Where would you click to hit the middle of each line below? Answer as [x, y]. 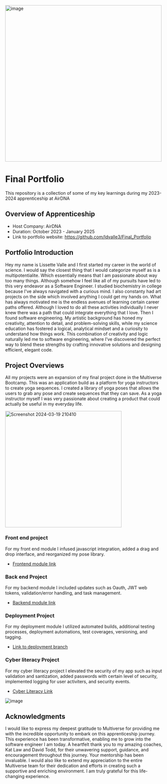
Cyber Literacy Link [32, 691]
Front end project [27, 538]
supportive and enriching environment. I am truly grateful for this [72, 771]
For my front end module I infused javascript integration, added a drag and [82, 549]
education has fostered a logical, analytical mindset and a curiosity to [77, 328]
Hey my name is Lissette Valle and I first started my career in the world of [81, 264]
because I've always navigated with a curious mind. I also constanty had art [83, 291]
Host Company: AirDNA [37, 226]
